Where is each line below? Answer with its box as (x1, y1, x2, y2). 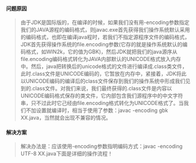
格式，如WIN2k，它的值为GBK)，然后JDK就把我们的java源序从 (25, 48, 178, 55)
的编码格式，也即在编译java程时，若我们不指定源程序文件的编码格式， (20, 33, 190, 40)
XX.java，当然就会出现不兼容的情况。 (20, 114, 111, 121)
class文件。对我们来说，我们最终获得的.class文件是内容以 (32, 85, 172, 92)
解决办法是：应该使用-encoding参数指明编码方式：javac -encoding (20, 143, 183, 150)
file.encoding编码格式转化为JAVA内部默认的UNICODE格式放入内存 (20, 56, 181, 63)
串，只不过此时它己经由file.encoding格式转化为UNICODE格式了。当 (20, 100, 184, 107)
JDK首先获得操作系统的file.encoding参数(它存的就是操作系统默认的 (20, 41, 183, 48)
